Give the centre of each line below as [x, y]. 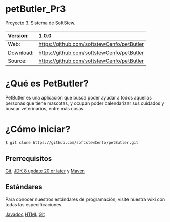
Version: [18, 35]
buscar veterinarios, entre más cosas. [45, 108]
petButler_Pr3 [36, 9]
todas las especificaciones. [34, 205]
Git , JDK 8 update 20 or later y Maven [45, 171]
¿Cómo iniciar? [38, 129]
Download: [21, 53]
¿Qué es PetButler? [47, 83]
